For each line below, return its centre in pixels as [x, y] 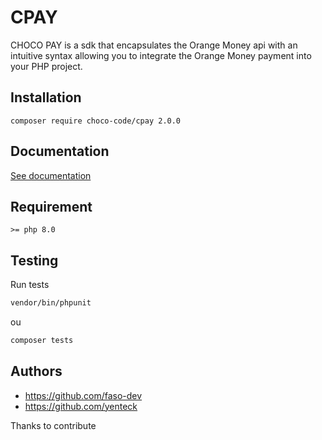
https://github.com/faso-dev [83, 395]
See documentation [51, 175]
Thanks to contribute [53, 425]
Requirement [51, 206]
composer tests [42, 341]
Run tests [30, 285]
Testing [34, 260]
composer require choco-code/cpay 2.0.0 [96, 121]
